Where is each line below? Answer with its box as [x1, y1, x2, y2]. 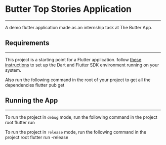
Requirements [5, 39, 49, 48]
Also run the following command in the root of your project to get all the [5, 77, 151, 83]
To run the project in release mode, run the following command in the [5, 129, 147, 135]
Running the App [5, 97, 58, 105]
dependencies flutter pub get [5, 82, 65, 88]
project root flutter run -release [5, 134, 69, 140]
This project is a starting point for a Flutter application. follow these [5, 56, 142, 62]
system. [5, 67, 21, 73]
